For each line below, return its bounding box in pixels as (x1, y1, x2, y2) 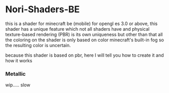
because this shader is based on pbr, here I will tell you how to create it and (5, 52, 164, 58)
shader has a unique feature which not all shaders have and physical (5, 26, 150, 32)
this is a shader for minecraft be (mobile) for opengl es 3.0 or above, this (5, 20, 158, 27)
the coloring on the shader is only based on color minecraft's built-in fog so (5, 37, 164, 43)
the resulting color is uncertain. (5, 42, 71, 48)
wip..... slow (5, 82, 31, 88)
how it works (5, 57, 32, 63)
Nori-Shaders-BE (5, 4, 80, 15)
